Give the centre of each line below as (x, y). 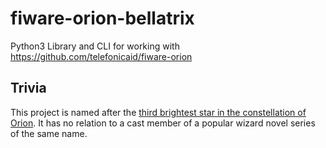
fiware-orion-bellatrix (102, 18)
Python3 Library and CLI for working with (95, 46)
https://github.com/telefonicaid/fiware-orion (101, 56)
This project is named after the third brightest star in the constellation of (158, 112)
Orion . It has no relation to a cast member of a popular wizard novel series (163, 123)
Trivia (28, 88)
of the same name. (49, 133)
